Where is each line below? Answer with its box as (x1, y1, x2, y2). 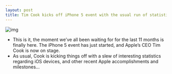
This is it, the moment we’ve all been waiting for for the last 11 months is (12, 36, 164, 43)
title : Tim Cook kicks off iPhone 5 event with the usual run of (5, 12, 147, 17)
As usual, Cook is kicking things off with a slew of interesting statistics (12, 52, 161, 59)
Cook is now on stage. (12, 47, 60, 53)
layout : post (5, 7, 33, 13)
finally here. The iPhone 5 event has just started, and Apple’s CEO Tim (12, 42, 161, 48)
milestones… (12, 64, 40, 70)
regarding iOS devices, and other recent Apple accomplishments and (12, 58, 159, 64)
